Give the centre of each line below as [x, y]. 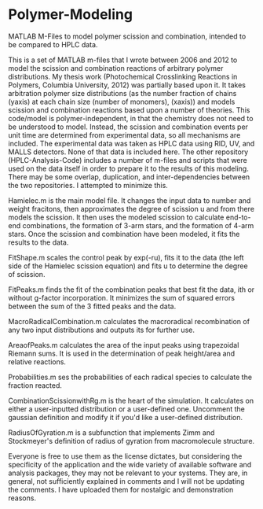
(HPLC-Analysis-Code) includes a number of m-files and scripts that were [128, 160]
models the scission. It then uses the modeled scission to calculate [116, 217]
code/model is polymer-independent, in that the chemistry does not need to [131, 118]
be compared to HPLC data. [53, 44]
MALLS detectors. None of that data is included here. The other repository [128, 152]
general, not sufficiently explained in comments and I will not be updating [126, 481]
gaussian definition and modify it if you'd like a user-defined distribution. [126, 417]
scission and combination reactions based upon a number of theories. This [129, 110]
